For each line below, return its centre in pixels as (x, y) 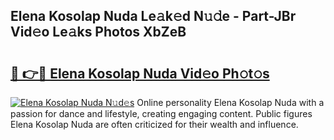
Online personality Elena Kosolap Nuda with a (230, 102)
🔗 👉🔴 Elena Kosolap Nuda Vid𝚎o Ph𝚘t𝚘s (140, 73)
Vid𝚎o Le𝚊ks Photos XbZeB (98, 32)
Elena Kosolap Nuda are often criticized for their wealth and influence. (154, 124)
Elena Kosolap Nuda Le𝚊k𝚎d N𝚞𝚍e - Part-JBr (153, 16)
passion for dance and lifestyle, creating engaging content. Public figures (161, 113)
